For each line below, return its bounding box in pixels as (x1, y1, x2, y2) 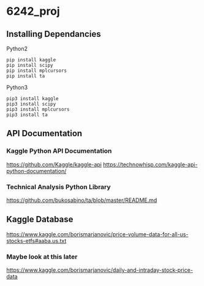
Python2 (6, 45, 28, 52)
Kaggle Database (6, 214, 74, 225)
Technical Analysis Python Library (6, 182, 111, 191)
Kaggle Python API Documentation (6, 147, 112, 155)
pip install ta (6, 73, 45, 79)
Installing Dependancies (6, 29, 101, 39)
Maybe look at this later (6, 252, 78, 261)
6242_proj (6, 4, 60, 18)
